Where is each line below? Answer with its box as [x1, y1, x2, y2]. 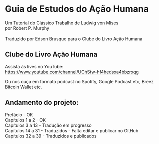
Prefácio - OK [5, 111, 33, 118]
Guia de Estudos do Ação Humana [5, 3, 149, 15]
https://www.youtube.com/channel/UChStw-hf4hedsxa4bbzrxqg [5, 69, 139, 75]
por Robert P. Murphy [5, 25, 50, 31]
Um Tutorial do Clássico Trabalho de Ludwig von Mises [5, 20, 119, 26]
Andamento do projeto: [5, 98, 79, 107]
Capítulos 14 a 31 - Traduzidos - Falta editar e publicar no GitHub [5, 127, 139, 133]
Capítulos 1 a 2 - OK [5, 117, 46, 123]
